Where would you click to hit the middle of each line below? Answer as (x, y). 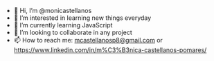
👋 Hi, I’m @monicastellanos (53, 11)
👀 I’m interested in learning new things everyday (82, 18)
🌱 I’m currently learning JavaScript (63, 25)
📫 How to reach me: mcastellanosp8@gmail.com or (88, 40)
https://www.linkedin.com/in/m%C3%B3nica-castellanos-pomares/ (110, 50)
